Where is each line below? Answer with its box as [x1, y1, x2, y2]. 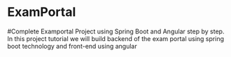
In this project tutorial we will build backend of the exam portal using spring [7, 34, 224, 42]
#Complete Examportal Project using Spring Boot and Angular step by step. [7, 27, 225, 35]
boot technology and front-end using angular [7, 42, 138, 50]
